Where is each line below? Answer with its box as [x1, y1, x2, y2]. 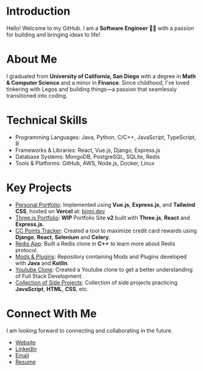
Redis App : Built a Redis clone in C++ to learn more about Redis [15, 240, 176, 247]
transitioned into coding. [6, 92, 68, 99]
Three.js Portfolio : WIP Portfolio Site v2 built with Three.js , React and [15, 214, 190, 221]
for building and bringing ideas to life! [6, 31, 101, 38]
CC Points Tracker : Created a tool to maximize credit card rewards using [15, 227, 197, 234]
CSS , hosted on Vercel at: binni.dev [15, 207, 105, 215]
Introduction [6, 4, 71, 18]
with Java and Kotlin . [15, 259, 69, 267]
